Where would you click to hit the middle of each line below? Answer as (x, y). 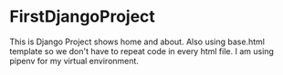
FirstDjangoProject (82, 17)
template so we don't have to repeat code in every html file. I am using (141, 51)
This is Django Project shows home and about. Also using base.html (137, 42)
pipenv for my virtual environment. (74, 61)
